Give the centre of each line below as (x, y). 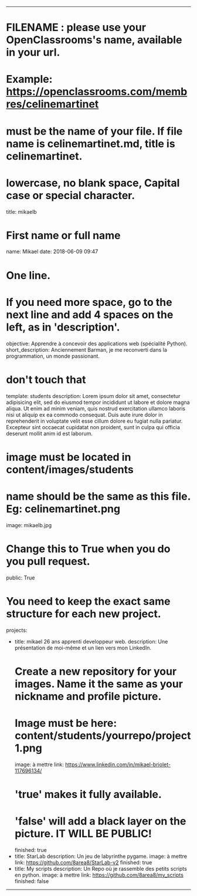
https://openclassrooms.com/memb (97, 92)
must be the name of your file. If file (94, 131)
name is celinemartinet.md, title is (91, 144)
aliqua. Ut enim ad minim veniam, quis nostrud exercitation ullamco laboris (96, 408)
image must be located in (69, 457)
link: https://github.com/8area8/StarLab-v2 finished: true (83, 862)
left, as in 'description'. (63, 327)
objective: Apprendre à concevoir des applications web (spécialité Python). (97, 343)
